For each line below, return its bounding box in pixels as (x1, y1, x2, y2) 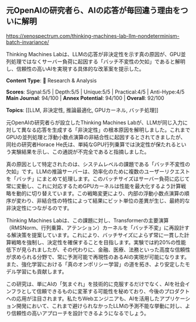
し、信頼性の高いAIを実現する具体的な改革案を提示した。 (6, 65, 145, 72)
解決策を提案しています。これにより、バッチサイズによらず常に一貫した (11, 231, 184, 238)
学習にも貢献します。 (16, 268, 67, 275)
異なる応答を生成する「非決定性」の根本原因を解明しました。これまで (21, 126, 191, 133)
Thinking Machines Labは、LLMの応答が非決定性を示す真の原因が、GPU (6, 50, 181, 57)
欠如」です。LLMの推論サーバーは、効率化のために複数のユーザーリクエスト (6, 168, 190, 175)
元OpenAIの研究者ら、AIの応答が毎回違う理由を (6, 5, 181, 16)
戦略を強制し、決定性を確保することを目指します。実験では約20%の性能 (11, 238, 186, 245)
